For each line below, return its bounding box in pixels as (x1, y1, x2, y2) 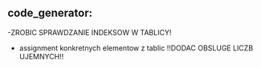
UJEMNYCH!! (18, 51, 64, 61)
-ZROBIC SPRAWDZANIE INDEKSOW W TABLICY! (7, 27, 172, 37)
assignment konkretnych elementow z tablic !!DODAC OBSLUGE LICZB (18, 43, 254, 53)
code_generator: (7, 6, 93, 20)
